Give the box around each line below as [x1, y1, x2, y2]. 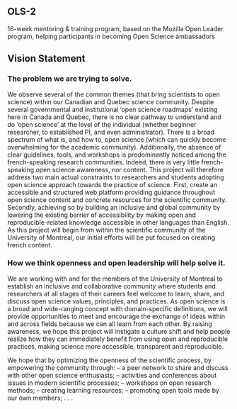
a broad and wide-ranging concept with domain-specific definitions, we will [7, 304, 228, 313]
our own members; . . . [7, 393, 73, 402]
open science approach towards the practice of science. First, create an [7, 180, 218, 189]
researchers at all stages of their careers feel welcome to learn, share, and [7, 289, 225, 298]
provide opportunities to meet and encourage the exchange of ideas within [7, 312, 226, 320]
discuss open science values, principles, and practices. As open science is [7, 297, 226, 306]
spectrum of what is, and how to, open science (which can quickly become [7, 135, 226, 144]
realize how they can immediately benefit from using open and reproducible [7, 335, 229, 343]
